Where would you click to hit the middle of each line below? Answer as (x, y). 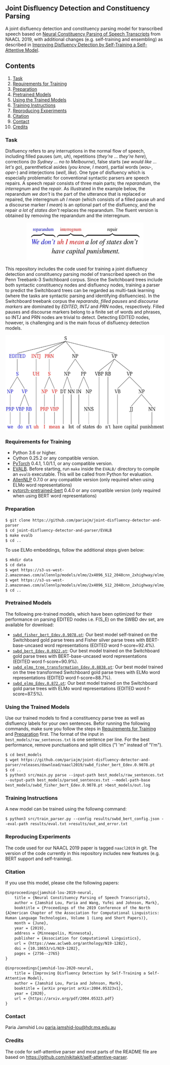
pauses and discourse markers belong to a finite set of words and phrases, (83, 312)
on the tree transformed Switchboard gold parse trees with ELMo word (86, 672)
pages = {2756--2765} (37, 953)
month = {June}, (32, 923)
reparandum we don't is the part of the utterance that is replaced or (76, 194)
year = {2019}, (30, 928)
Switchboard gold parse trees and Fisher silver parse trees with (79, 640)
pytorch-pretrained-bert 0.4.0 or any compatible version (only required (87, 490)
